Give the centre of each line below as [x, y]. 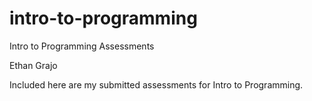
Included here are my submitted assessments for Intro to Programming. [156, 84]
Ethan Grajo [33, 65]
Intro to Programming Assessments [82, 46]
